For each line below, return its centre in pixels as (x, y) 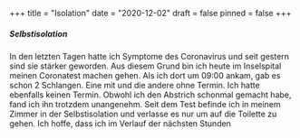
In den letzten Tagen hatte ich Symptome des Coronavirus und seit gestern (150, 56)
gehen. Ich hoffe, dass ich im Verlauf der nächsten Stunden (120, 123)
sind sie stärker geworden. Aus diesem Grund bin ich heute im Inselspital (145, 66)
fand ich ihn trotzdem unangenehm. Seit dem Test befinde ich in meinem (145, 104)
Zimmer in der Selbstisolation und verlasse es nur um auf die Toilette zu (143, 114)
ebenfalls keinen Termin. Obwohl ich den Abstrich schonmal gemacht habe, (150, 95)
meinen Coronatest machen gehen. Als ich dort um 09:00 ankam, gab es (145, 75)
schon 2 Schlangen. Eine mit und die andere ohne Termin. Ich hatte (135, 85)
